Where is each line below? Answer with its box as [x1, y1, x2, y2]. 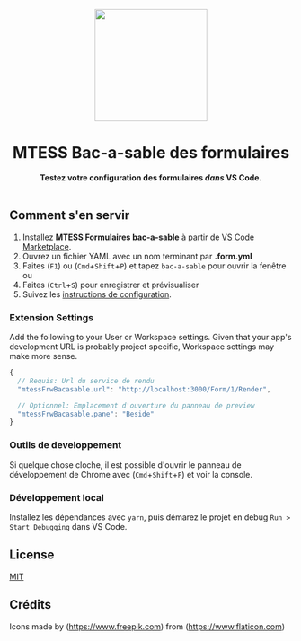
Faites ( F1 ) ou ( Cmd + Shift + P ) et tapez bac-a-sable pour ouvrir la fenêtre [22, 260, 287, 271]
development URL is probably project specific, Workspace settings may [9, 341, 275, 352]
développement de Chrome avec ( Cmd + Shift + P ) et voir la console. [9, 469, 253, 479]
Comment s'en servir [9, 207, 130, 224]
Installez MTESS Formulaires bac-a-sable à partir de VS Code [22, 232, 255, 242]
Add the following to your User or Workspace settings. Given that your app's [9, 332, 292, 343]
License [9, 548, 55, 563]
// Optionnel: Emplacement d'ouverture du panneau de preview [17, 400, 255, 410]
